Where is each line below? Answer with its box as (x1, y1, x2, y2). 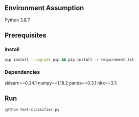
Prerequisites (4, 31, 46, 40)
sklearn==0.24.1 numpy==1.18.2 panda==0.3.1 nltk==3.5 (4, 80, 117, 86)
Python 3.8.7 (4, 17, 30, 23)
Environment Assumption (4, 4, 84, 12)
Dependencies (4, 69, 40, 76)
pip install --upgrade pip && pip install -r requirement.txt (4, 57, 134, 62)
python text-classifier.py (4, 107, 60, 112)
